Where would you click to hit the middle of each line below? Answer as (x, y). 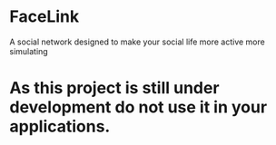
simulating (29, 51)
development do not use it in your (138, 107)
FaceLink (44, 17)
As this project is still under (114, 88)
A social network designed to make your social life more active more (137, 42)
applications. (60, 126)
